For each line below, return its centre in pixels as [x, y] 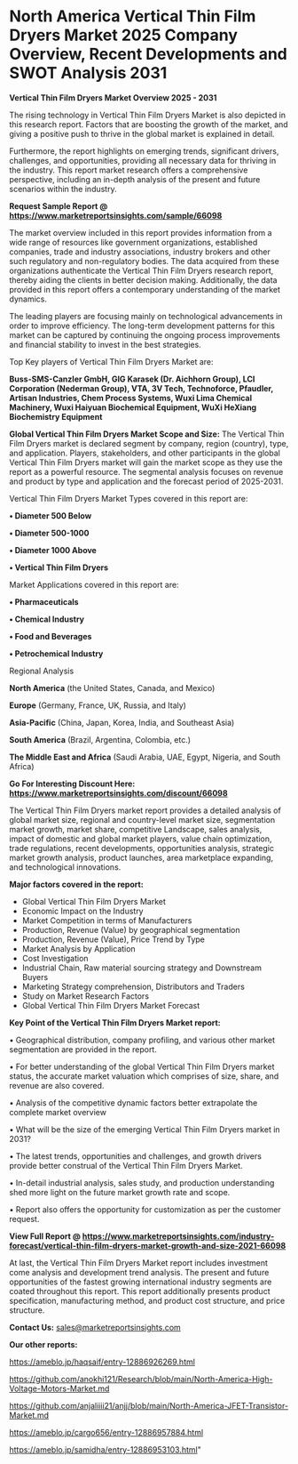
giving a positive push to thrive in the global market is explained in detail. [142, 133]
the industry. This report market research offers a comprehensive [129, 170]
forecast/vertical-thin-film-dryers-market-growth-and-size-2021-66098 [148, 1245]
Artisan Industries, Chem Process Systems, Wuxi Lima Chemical [131, 398]
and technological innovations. [65, 867]
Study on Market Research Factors [85, 996]
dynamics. [28, 299]
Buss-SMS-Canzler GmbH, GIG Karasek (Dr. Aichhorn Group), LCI [132, 379]
